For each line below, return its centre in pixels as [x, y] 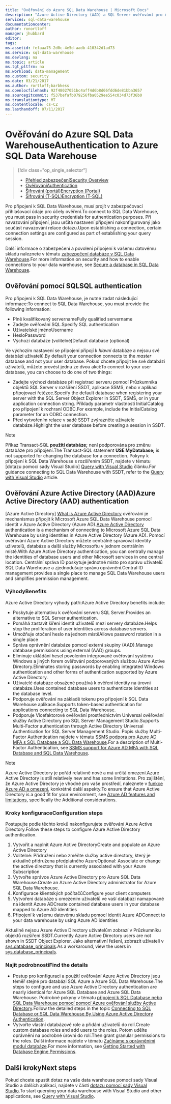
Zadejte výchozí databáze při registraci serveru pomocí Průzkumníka [85, 382]
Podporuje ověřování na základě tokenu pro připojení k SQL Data [80, 699]
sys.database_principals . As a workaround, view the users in [68, 946]
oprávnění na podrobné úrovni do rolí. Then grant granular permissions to [89, 1035]
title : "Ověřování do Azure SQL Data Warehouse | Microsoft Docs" [77, 10]
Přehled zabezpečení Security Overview [67, 180]
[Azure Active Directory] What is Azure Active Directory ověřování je [77, 513]
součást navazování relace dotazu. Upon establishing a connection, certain [83, 227]
